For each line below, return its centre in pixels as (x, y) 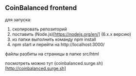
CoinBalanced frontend (41, 8)
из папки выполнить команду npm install (54, 39)
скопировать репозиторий (39, 29)
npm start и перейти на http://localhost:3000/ (58, 44)
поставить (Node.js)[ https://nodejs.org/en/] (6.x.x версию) (71, 34)
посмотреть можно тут (29, 63)
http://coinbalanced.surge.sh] (36, 68)
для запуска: (18, 19)
